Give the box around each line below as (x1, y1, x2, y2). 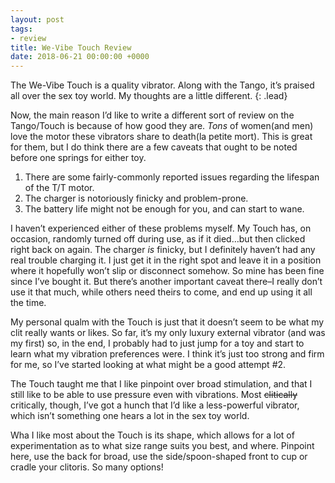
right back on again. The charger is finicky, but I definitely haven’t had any (10, 244, 316, 256)
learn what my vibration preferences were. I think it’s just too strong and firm (10, 348, 325, 360)
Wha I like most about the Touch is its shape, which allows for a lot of (10, 429, 295, 441)
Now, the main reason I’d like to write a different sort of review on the (10, 109, 295, 121)
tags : (10, 24, 33, 34)
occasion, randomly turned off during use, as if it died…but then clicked (10, 233, 306, 245)
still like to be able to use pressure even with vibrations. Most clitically (10, 389, 298, 401)
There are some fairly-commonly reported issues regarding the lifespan (24, 171, 320, 183)
